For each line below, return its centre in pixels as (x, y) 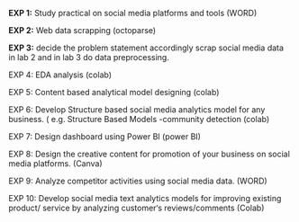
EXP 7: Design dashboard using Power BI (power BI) (105, 137)
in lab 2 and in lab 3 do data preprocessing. (89, 57)
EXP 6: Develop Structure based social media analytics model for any (137, 110)
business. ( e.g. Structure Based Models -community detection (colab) (139, 119)
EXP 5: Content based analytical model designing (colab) (114, 92)
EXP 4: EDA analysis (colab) (60, 75)
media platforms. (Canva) (55, 164)
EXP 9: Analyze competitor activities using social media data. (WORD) (138, 181)
